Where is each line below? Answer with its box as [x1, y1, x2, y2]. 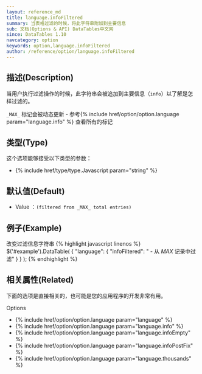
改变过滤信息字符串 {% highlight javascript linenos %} [6, 240, 141, 247]
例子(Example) [6, 223, 62, 233]
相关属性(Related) [6, 275, 74, 285]
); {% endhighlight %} [23, 255, 78, 262]
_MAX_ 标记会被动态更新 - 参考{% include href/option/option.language [6, 110, 179, 117]
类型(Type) [6, 137, 48, 148]
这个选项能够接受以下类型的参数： [6, 154, 92, 162]
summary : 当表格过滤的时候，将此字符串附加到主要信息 [6, 20, 127, 26]
